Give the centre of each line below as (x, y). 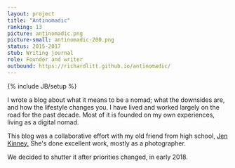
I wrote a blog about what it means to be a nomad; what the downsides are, (116, 100)
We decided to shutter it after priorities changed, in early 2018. (98, 157)
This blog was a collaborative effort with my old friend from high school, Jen (117, 136)
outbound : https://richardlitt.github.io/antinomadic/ (89, 66)
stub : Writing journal (40, 53)
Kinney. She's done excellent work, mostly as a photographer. (96, 143)
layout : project (31, 14)
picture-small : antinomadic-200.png (61, 40)
